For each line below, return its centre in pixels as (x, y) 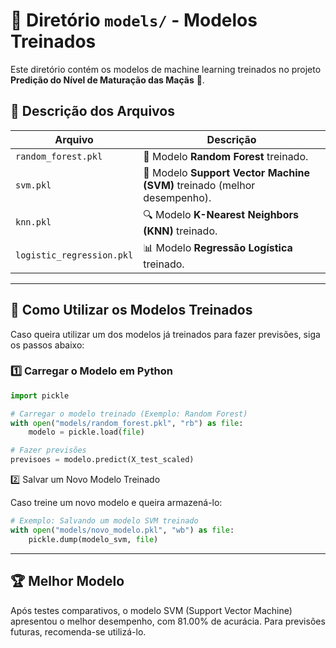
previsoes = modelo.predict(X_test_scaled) (102, 460)
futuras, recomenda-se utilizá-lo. (78, 631)
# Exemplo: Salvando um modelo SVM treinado (104, 521)
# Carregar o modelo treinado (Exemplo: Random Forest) (129, 414)
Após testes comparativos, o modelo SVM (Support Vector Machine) (151, 610)
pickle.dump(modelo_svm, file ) (93, 539)
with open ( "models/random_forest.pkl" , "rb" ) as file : (127, 423)
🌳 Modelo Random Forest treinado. (226, 156)
